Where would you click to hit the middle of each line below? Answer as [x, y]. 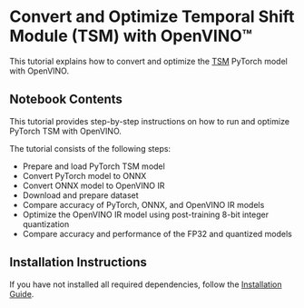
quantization [46, 224]
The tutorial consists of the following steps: [90, 148]
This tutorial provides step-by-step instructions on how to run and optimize [150, 121]
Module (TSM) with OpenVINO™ [131, 36]
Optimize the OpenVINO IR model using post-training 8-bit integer [146, 214]
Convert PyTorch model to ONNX [84, 175]
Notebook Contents [66, 99]
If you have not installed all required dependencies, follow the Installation [146, 284]
